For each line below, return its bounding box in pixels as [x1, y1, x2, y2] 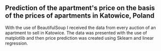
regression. [5, 40, 28, 46]
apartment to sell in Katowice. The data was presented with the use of [5, 29, 147, 36]
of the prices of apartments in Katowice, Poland [5, 12, 155, 20]
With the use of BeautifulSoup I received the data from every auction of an [5, 25, 156, 30]
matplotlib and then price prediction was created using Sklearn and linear [5, 35, 154, 41]
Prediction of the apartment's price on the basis [5, 4, 155, 12]
